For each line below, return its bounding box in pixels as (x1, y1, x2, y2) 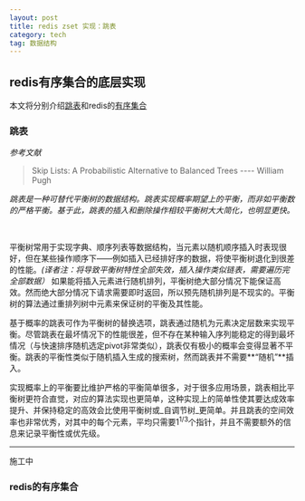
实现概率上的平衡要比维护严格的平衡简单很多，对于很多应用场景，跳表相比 (9, 382, 287, 393)
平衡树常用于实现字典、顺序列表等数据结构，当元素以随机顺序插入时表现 (9, 242, 279, 253)
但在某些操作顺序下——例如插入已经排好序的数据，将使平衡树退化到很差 (24, 253, 295, 264)
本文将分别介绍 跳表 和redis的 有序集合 (9, 101, 148, 111)
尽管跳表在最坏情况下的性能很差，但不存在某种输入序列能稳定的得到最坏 (24, 329, 295, 340)
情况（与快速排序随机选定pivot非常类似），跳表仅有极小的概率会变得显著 (9, 341, 278, 352)
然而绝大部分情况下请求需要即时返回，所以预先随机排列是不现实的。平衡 (24, 287, 295, 298)
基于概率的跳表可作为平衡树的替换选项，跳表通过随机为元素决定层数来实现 (9, 318, 287, 329)
